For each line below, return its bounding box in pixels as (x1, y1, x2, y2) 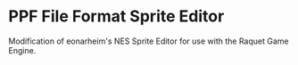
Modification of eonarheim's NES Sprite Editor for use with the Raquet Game (8, 36, 289, 46)
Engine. (8, 45, 37, 55)
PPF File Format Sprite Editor (8, 6, 225, 27)
